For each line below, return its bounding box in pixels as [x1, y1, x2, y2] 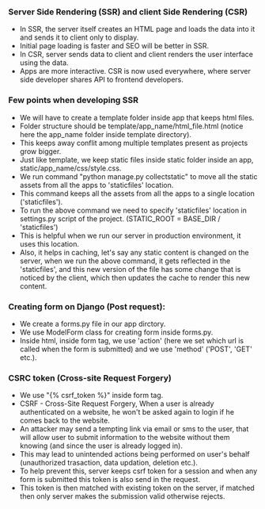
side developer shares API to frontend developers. [19, 75, 184, 85]
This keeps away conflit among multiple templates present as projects [19, 138, 248, 147]
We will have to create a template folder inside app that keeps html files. [19, 113, 255, 122]
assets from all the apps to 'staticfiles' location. [19, 180, 174, 189]
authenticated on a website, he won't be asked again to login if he [19, 408, 235, 417]
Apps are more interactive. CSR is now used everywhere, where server [19, 67, 252, 76]
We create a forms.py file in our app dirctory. [19, 319, 166, 328]
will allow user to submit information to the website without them [19, 433, 230, 442]
